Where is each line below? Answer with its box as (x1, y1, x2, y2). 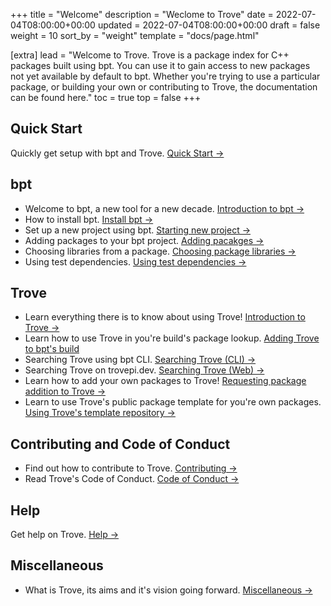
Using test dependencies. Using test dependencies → (24, 255, 247, 268)
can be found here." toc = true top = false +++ (10, 92, 202, 103)
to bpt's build (24, 343, 80, 355)
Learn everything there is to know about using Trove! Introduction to (24, 311, 306, 323)
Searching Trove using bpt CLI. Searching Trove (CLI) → (24, 354, 257, 366)
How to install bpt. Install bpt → (24, 213, 154, 225)
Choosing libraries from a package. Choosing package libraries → (24, 245, 297, 257)
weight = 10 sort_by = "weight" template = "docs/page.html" (10, 30, 260, 41)
